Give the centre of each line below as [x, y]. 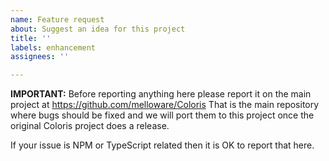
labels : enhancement [53, 47]
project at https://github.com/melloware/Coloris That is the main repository [165, 105]
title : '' [31, 38]
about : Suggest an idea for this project [98, 29]
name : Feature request [57, 19]
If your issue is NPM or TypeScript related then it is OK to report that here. [162, 145]
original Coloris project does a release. [90, 126]
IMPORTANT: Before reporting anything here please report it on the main [161, 94]
